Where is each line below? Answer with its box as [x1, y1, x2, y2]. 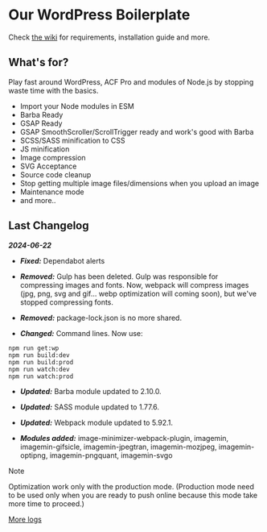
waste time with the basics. [8, 85, 99, 95]
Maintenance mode [19, 187, 84, 197]
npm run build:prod [8, 358, 74, 366]
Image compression [19, 152, 86, 162]
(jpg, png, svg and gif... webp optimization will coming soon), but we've [19, 289, 257, 298]
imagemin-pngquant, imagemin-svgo [49, 450, 173, 460]
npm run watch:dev [8, 365, 70, 373]
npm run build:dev [8, 351, 70, 360]
